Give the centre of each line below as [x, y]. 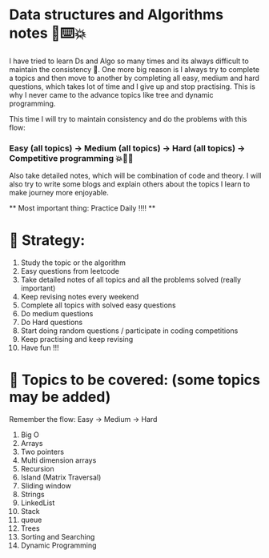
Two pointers [42, 452]
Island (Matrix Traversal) [61, 477]
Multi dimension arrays [58, 460]
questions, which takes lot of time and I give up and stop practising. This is [132, 86]
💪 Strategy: [47, 241]
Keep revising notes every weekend [80, 297]
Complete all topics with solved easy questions [98, 305]
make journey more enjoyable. [59, 193]
